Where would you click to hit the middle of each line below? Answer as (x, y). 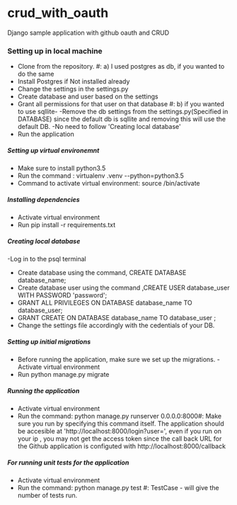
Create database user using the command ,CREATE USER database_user (123, 288)
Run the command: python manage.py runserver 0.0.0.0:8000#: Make (120, 416)
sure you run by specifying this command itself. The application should (121, 424)
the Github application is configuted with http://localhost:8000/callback (122, 446)
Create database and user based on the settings (88, 96)
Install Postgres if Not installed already (74, 81)
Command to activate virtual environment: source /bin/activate (109, 183)
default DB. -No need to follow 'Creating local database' (99, 127)
